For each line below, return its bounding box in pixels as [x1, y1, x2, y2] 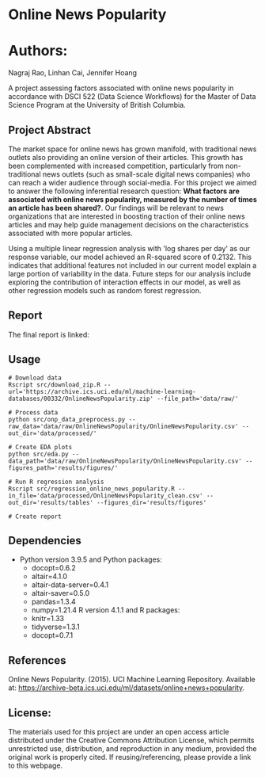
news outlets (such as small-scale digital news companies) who [42, 169, 251, 179]
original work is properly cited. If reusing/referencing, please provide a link [8, 753, 252, 761]
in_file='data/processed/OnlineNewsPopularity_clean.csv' [8, 491, 203, 500]
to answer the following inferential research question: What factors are [8, 186, 240, 196]
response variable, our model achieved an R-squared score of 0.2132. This [8, 252, 252, 261]
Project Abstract [8, 123, 91, 136]
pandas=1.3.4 [31, 597, 77, 607]
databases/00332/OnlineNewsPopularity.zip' [8, 395, 154, 402]
